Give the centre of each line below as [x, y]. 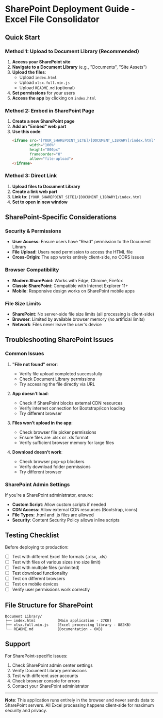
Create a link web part [35, 192]
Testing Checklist [32, 535]
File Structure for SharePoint [49, 605]
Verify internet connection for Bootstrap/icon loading [72, 408]
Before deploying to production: [37, 547]
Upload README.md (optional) [47, 87]
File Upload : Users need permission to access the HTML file [72, 252]
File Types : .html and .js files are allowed [53, 515]
